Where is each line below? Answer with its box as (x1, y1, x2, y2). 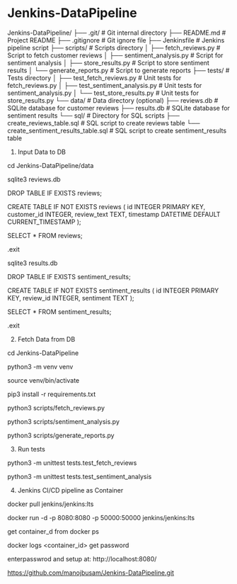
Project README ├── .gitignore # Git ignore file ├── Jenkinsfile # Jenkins (7, 35, 225, 44)
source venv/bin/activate (7, 376, 80, 384)
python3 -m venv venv (7, 362, 74, 371)
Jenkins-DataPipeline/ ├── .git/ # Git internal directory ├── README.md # (7, 28, 226, 37)
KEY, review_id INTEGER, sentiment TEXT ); (7, 293, 134, 302)
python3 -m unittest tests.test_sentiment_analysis (7, 472, 152, 481)
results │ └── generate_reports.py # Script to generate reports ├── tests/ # (7, 66, 230, 74)
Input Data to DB (17, 147, 66, 156)
